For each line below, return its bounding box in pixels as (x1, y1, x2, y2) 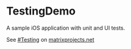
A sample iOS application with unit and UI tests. (6, 24, 126, 31)
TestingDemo (6, 4, 76, 18)
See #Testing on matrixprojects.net (6, 36, 94, 43)
